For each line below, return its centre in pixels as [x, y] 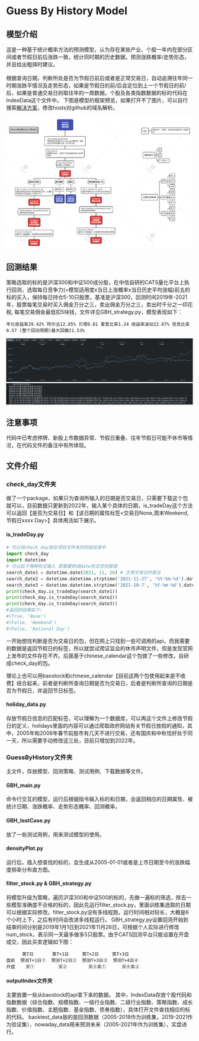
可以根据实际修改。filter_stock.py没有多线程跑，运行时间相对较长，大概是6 [98, 912]
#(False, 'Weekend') [32, 622]
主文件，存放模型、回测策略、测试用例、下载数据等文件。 [76, 772]
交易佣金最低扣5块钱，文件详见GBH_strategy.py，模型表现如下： [104, 311]
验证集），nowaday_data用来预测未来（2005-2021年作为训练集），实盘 [97, 1024]
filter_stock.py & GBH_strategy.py [49, 883]
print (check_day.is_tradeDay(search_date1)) [62, 591]
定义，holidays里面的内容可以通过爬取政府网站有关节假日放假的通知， [102, 725]
